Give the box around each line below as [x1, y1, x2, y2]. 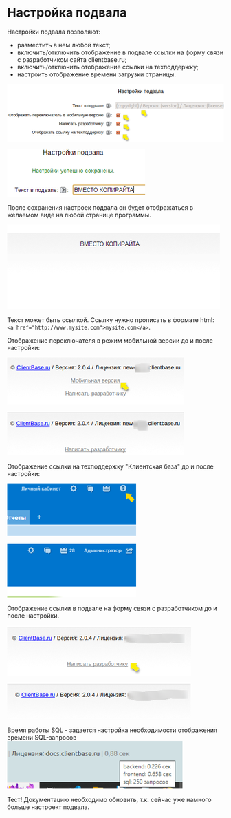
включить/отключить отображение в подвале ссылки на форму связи [16, 48, 224, 56]
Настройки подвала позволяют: [7, 28, 101, 36]
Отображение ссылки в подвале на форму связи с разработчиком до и [7, 604, 217, 613]
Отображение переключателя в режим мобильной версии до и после [7, 336, 213, 345]
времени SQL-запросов [7, 733, 77, 742]
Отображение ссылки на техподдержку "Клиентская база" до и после [7, 462, 214, 471]
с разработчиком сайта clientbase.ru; [16, 55, 127, 63]
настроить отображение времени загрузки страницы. [16, 70, 177, 78]
